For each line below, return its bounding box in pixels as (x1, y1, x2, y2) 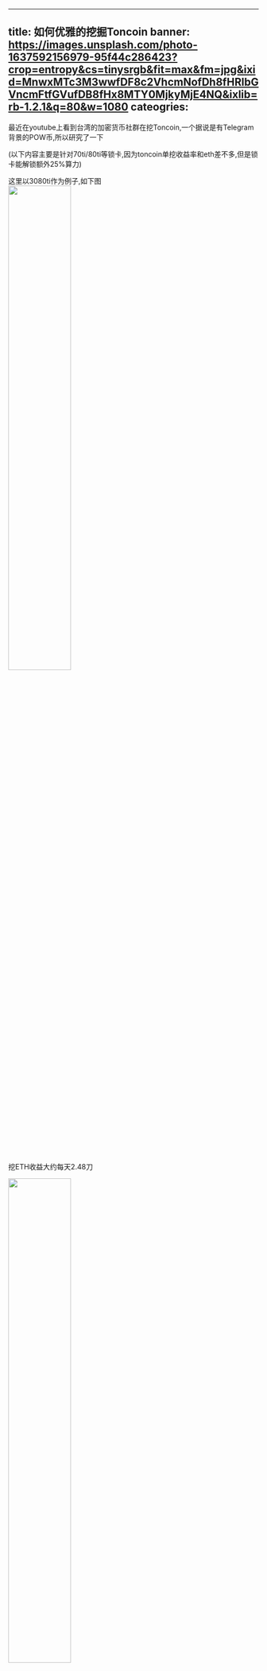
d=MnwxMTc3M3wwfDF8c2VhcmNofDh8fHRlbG (8, 76, 259, 89)
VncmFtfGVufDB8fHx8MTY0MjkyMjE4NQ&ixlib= (8, 88, 258, 102)
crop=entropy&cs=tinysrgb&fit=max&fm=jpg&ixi (8, 63, 256, 76)
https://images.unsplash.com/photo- (8, 38, 198, 52)
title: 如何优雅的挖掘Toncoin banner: (8, 25, 191, 39)
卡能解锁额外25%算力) (8, 159, 82, 169)
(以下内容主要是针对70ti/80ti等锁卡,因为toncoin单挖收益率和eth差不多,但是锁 (8, 149, 258, 159)
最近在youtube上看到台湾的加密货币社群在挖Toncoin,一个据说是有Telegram (8, 122, 254, 132)
